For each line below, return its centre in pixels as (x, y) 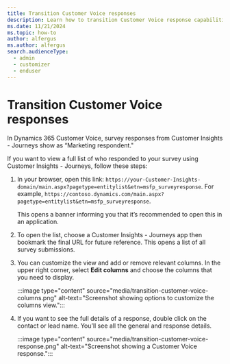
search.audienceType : (38, 52)
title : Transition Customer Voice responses (72, 13)
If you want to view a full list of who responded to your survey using (103, 159)
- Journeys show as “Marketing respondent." (71, 145)
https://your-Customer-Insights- (153, 180)
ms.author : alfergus (37, 45)
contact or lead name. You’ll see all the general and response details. (114, 326)
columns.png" (37, 298)
